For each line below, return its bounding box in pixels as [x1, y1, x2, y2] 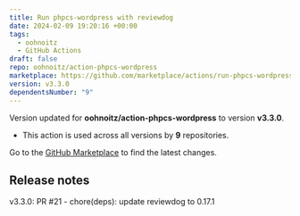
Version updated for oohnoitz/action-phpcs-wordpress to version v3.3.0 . [9, 112, 285, 123]
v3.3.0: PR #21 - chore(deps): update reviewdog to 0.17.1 [9, 196, 215, 207]
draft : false [9, 54, 58, 63]
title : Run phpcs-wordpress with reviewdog [9, 12, 174, 22]
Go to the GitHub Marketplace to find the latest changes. [9, 146, 217, 157]
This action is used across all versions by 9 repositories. [21, 129, 229, 140]
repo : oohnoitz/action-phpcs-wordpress [9, 63, 158, 72]
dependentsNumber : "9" [9, 87, 94, 96]
